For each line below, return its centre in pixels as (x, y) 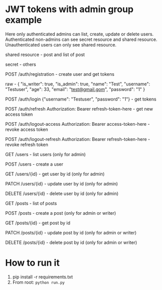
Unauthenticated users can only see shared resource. (61, 44)
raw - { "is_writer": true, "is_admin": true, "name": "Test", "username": (78, 84)
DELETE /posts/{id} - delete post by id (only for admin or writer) (71, 242)
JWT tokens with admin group (69, 9)
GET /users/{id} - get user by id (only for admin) (55, 174)
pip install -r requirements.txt (43, 277)
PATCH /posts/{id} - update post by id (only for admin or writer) (71, 232)
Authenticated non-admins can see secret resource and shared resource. (81, 39)
